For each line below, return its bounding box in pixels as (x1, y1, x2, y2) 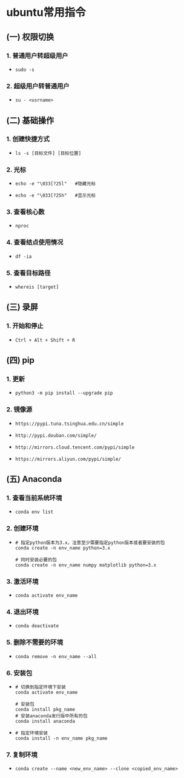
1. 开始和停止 (6, 322, 44, 330)
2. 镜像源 (6, 405, 33, 414)
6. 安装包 (6, 669, 33, 677)
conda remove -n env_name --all (15, 653, 97, 659)
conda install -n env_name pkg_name (15, 735, 108, 742)
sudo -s (15, 66, 34, 73)
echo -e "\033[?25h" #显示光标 (15, 193, 96, 199)
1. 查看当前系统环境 (6, 494, 62, 502)
